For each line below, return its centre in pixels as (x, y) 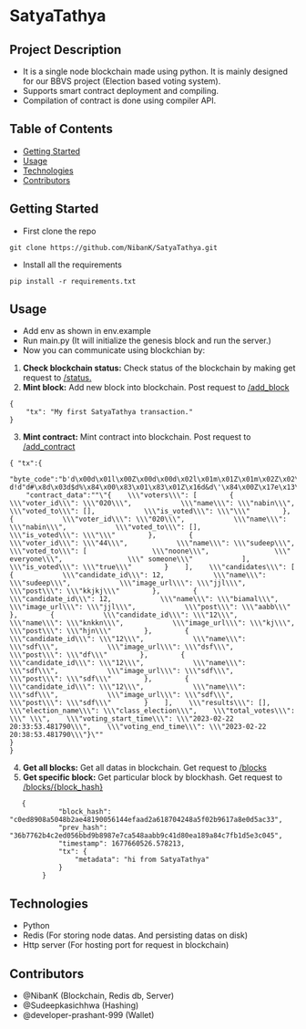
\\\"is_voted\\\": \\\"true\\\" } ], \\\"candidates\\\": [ (153, 567)
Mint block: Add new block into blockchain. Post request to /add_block (156, 388)
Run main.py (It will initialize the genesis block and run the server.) (147, 341)
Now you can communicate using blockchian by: (114, 350)
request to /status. (57, 378)
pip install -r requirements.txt (73, 281)
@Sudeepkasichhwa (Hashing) (81, 1005)
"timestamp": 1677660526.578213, (121, 844)
